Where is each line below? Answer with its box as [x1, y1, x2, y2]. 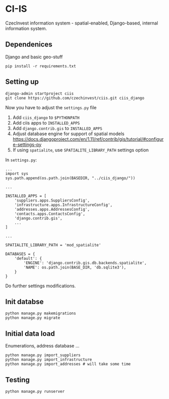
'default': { [14, 256, 42, 261]
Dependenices [5, 40, 52, 49]
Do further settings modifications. [5, 283, 76, 289]
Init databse [5, 297, 44, 306]
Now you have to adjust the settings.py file [5, 104, 97, 110]
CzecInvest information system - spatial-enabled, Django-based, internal [5, 20, 158, 26]
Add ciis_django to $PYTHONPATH [12, 114, 80, 120]
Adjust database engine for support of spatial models [12, 131, 125, 137]
